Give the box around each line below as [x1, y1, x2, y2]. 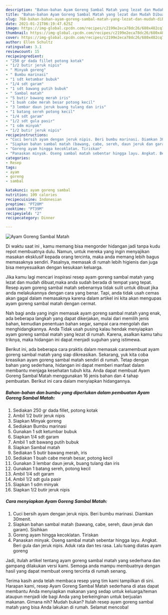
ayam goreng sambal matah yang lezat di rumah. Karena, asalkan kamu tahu [5, 331, 163, 337]
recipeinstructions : [5, 133, 49, 138]
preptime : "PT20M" [5, 201, 44, 207]
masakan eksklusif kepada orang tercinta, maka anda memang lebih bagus [5, 254, 160, 260]
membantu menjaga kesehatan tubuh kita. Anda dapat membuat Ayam [5, 367, 150, 374]
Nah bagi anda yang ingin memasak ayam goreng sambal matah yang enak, [5, 310, 162, 316]
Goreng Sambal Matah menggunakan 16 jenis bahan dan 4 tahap [5, 373, 139, 379]
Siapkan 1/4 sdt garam [12, 434, 59, 440]
